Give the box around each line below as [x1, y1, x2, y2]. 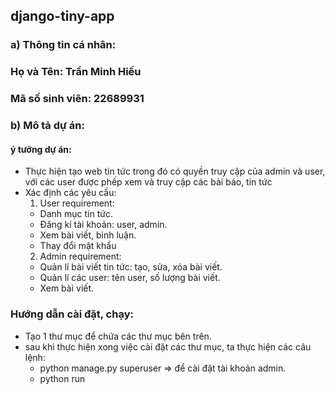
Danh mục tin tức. [39, 208, 113, 220]
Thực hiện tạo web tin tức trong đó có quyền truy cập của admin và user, [24, 165, 326, 178]
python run [39, 372, 86, 384]
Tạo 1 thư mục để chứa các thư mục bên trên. [24, 330, 212, 342]
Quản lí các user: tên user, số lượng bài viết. [39, 272, 221, 284]
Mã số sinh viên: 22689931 [10, 92, 145, 106]
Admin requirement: [39, 250, 122, 263]
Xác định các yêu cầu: [24, 187, 117, 199]
